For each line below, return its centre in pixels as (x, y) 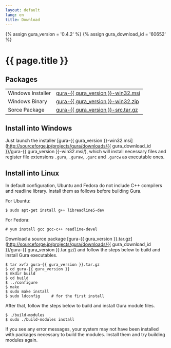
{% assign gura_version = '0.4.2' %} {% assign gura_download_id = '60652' (86, 34)
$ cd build (17, 278)
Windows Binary (28, 102)
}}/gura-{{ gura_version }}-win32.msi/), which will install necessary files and (86, 152)
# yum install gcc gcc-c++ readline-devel (51, 229)
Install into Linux (32, 173)
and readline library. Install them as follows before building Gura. (74, 191)
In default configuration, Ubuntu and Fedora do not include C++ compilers (84, 185)
